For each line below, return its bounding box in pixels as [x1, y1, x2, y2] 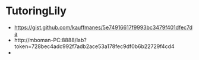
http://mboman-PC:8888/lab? [14, 36, 87, 43]
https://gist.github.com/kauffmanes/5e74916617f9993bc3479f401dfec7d [14, 24, 193, 31]
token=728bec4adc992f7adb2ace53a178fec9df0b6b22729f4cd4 [14, 43, 175, 50]
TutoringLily [5, 4, 67, 18]
